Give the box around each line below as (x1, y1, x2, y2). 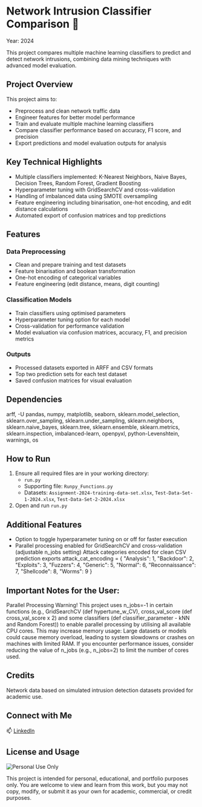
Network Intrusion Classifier (6, 4, 152, 18)
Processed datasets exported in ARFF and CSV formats (15, 364, 153, 371)
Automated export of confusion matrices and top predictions (15, 211, 166, 219)
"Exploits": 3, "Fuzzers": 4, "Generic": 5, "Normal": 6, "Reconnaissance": (15, 562, 197, 569)
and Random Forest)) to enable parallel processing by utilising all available (6, 621, 191, 628)
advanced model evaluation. (6, 62, 77, 69)
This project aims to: (6, 95, 57, 102)
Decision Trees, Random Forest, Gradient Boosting (15, 179, 141, 187)
